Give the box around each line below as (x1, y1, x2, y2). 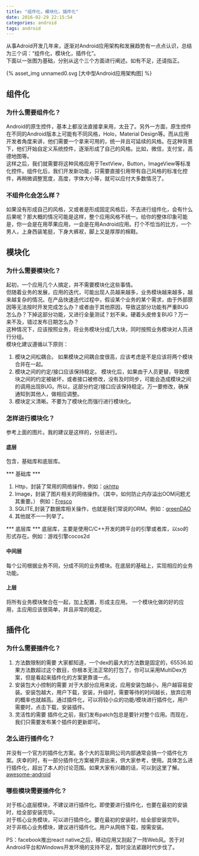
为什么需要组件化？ (6, 108, 61, 117)
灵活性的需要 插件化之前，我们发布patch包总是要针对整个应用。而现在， (14, 711, 191, 718)
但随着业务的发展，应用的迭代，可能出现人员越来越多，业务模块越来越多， (6, 288, 188, 295)
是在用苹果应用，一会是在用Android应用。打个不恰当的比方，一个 (31, 221, 191, 228)
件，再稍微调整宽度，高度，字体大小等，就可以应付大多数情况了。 (6, 175, 167, 182)
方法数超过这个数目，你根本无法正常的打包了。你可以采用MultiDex (20, 666, 182, 674)
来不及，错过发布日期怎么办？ (6, 318, 79, 325)
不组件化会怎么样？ (6, 191, 61, 199)
